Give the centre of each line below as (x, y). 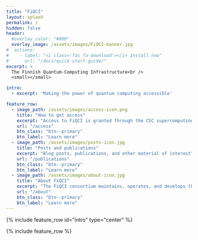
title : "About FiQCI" (43, 181)
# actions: (21, 50)
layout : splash (25, 17)
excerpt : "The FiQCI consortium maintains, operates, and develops (101, 186)
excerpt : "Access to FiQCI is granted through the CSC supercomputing (105, 121)
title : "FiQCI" (25, 11)
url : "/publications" (43, 159)
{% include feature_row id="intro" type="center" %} (70, 219)
